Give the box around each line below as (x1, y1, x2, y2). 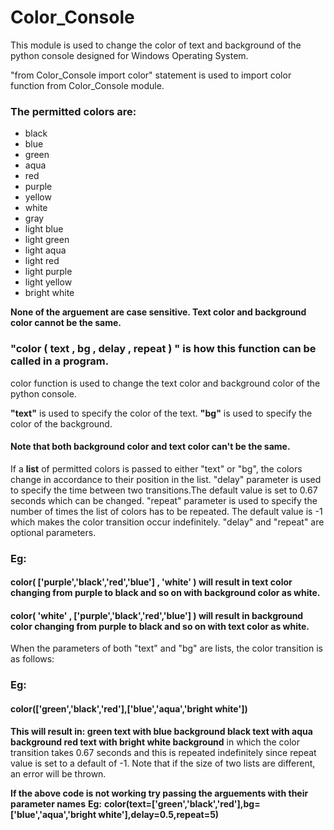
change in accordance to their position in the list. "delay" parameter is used (10, 473, 322, 485)
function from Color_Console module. (10, 79, 165, 91)
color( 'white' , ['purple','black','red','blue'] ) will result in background (10, 609, 304, 621)
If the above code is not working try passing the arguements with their (10, 787, 309, 799)
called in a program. (10, 354, 110, 368)
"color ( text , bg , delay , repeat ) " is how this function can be (10, 342, 317, 356)
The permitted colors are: (10, 104, 137, 118)
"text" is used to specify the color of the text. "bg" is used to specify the (10, 407, 313, 419)
